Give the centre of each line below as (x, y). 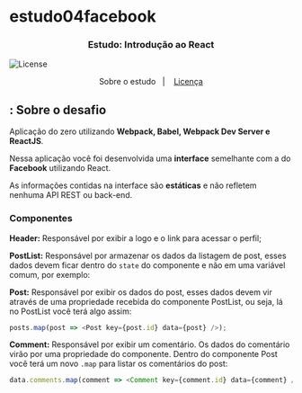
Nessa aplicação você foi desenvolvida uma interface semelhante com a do (150, 158)
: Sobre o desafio (58, 110)
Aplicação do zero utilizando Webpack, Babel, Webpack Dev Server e (140, 131)
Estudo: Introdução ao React (151, 45)
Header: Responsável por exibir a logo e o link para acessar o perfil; (136, 238)
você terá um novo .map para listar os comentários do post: (119, 364)
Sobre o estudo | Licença (151, 82)
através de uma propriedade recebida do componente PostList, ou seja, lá (146, 301)
